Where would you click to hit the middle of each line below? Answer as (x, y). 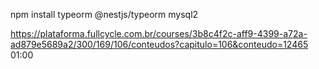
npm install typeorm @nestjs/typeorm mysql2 (104, 14)
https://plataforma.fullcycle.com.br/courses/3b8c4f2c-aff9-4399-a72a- (159, 33)
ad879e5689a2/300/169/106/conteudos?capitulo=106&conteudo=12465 (159, 44)
